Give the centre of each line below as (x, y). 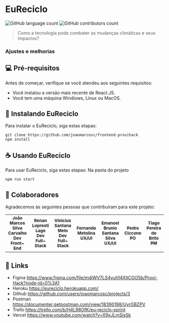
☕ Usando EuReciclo (38, 155)
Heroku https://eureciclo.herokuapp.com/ (56, 288)
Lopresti (40, 226)
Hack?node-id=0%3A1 (36, 283)
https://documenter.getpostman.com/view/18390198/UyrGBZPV (79, 304)
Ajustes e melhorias (30, 51)
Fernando (86, 228)
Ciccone (133, 233)
